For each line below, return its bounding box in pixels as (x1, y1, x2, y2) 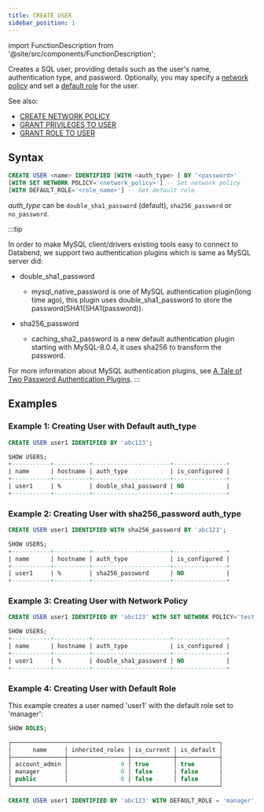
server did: (8, 256, 43, 265)
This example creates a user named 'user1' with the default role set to (8, 700, 234, 710)
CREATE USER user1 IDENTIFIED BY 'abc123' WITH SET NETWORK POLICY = (8, 614, 237, 621)
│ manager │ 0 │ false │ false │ (8, 768, 223, 776)
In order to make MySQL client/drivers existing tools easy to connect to (8, 239, 238, 249)
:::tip (8, 224, 23, 233)
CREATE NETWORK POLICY (19, 111, 111, 121)
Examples (8, 397, 57, 410)
